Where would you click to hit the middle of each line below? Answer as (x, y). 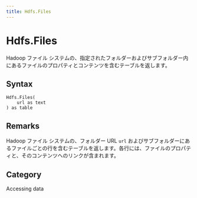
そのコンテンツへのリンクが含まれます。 (70, 156)
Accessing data (25, 189)
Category (24, 174)
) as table (19, 108)
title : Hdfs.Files (29, 11)
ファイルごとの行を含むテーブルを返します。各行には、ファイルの (91, 148)
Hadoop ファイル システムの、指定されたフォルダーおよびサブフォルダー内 (97, 58)
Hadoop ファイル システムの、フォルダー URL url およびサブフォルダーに (96, 141)
